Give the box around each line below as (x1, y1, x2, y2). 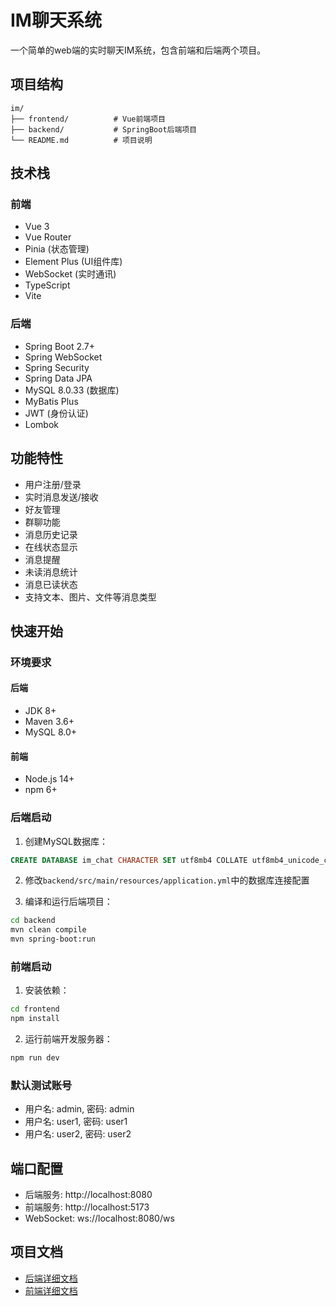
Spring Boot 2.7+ (24, 340, 95, 352)
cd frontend (10, 1004, 60, 1015)
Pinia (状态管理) (24, 243, 90, 255)
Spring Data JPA (24, 372, 93, 384)
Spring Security (24, 361, 90, 373)
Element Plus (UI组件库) (24, 256, 123, 268)
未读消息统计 (24, 566, 78, 578)
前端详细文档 (24, 1284, 78, 1296)
